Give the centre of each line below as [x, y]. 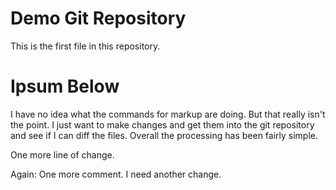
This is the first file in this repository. [85, 46]
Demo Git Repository [98, 18]
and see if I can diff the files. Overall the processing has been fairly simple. [164, 135]
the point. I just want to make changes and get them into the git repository [162, 124]
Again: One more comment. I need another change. [116, 174]
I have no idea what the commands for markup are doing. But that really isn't [168, 114]
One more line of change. [62, 154]
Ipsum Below [65, 86]
